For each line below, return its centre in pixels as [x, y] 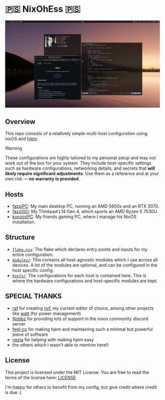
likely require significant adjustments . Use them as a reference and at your [82, 174]
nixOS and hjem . [22, 139]
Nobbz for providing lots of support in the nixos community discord [80, 319]
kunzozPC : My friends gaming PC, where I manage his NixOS [74, 217]
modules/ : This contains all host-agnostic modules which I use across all [85, 259]
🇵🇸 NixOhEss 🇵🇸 [43, 9]
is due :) [13, 392]
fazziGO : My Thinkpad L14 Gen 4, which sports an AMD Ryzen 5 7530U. [85, 212]
